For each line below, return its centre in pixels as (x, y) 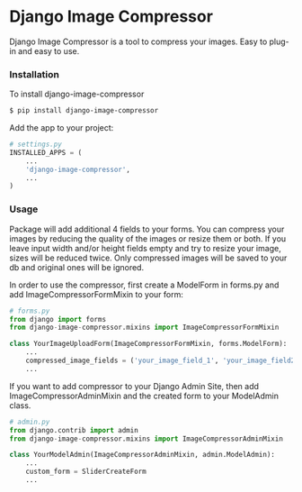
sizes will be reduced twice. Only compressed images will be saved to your (148, 258)
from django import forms (58, 319)
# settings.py (36, 145)
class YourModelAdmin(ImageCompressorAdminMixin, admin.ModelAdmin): (142, 455)
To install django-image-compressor (77, 94)
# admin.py (30, 422)
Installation (35, 74)
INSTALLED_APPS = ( (46, 152)
